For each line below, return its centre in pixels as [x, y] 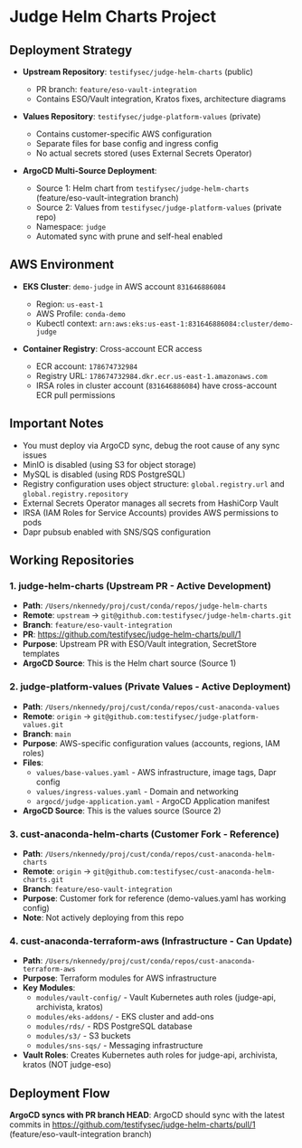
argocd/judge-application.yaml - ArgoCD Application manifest [153, 801]
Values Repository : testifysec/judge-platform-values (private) [142, 116]
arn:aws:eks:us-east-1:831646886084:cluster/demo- [196, 324]
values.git [43, 725]
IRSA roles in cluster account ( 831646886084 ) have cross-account [156, 385]
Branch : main [47, 734]
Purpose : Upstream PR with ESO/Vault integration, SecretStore [140, 644]
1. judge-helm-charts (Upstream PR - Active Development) [140, 585]
